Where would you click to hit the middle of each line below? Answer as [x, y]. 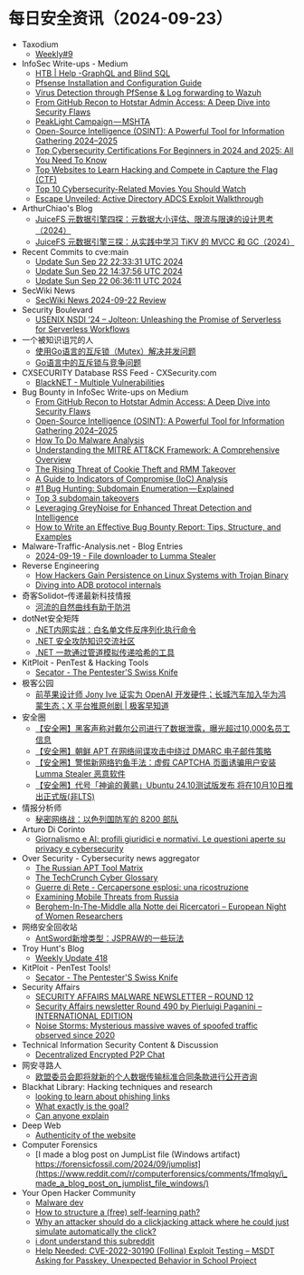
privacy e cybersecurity [79, 848]
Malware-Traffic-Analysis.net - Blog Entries [102, 546]
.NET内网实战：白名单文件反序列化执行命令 [115, 629]
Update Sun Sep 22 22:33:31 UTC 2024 [109, 261]
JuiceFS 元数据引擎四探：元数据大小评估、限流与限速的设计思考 [154, 219]
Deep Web [41, 1125]
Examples [53, 536]
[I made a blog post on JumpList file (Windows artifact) [138, 1154]
